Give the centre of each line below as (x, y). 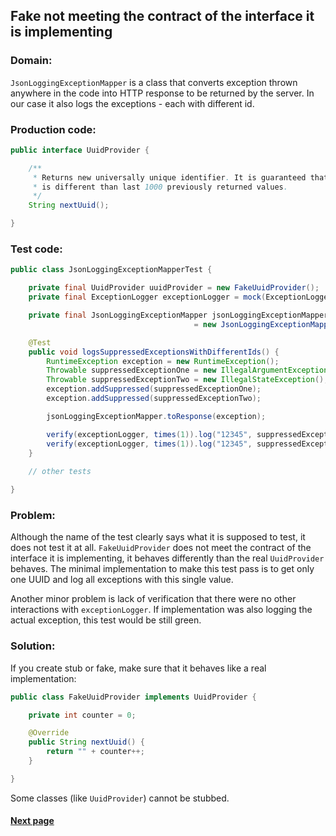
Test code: (36, 249)
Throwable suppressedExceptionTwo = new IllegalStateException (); (187, 380)
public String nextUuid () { (86, 742)
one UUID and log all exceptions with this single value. (122, 580)
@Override (49, 733)
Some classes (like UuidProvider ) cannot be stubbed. (120, 798)
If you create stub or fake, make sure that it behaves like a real (138, 668)
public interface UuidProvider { (80, 150)
